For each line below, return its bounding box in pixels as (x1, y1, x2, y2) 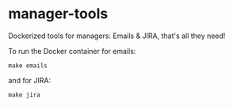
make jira (8, 90, 41, 99)
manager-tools (8, 5, 109, 23)
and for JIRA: (8, 75, 52, 85)
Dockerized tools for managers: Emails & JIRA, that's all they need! (8, 31, 226, 40)
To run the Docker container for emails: (8, 46, 136, 55)
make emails (8, 61, 48, 70)
